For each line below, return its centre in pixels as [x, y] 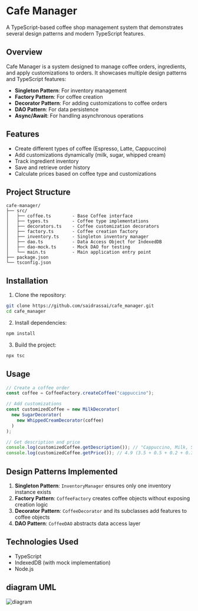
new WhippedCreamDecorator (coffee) [60, 420]
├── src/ [17, 211]
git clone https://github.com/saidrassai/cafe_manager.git [80, 306]
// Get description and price [43, 442]
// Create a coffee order [38, 388]
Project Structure [38, 192]
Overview [24, 52]
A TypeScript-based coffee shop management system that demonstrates [95, 27]
